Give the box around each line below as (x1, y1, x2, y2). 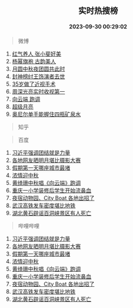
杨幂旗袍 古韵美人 (11, 57, 56, 65)
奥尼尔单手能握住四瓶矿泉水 (11, 111, 81, 118)
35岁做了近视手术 (11, 80, 56, 88)
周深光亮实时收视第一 (11, 88, 65, 95)
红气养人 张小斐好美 (11, 50, 61, 57)
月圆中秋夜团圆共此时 (11, 65, 65, 72)
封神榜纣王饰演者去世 (11, 72, 65, 80)
